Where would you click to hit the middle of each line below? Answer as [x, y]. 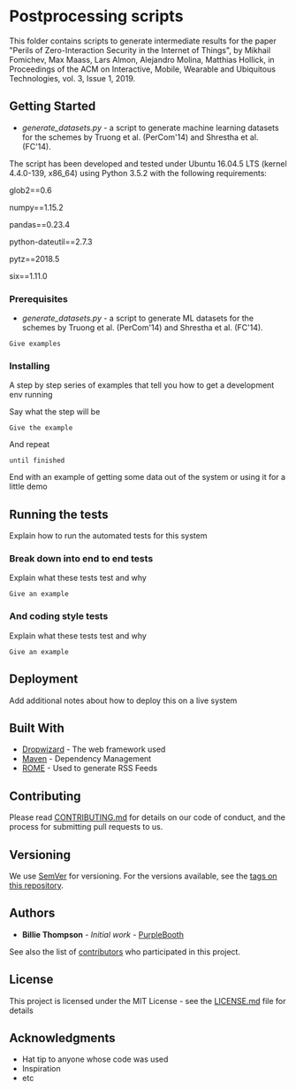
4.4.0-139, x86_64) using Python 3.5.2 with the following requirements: [138, 173]
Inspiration [41, 1069]
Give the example [41, 428]
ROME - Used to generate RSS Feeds [89, 769]
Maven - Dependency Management [87, 759]
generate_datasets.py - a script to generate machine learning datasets [151, 128]
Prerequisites [38, 298]
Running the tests [59, 514]
